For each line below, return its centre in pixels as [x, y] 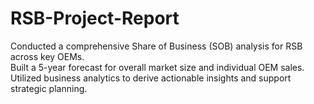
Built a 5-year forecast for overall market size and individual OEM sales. [157, 67]
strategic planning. [49, 88]
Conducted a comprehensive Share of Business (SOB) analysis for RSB [156, 46]
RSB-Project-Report [95, 18]
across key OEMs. [47, 56]
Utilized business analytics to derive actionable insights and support [151, 78]
